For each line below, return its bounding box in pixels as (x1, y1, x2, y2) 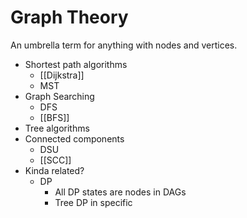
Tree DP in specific (54, 196, 133, 208)
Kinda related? (24, 164, 85, 176)
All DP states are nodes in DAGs (54, 186, 187, 198)
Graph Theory (10, 6, 129, 29)
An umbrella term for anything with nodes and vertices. (10, 39, 238, 51)
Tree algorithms (24, 122, 90, 134)
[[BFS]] (39, 111, 70, 123)
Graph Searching (24, 90, 95, 102)
